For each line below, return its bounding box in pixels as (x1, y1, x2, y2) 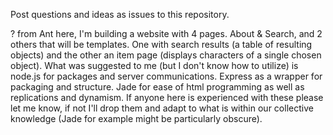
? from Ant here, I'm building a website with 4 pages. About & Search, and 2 (10, 28, 323, 39)
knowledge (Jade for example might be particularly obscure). (10, 113, 263, 124)
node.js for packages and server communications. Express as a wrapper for (10, 70, 323, 82)
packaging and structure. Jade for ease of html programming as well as (10, 81, 305, 93)
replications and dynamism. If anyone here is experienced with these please (10, 92, 324, 103)
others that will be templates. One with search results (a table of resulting (10, 39, 313, 50)
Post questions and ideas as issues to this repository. (10, 9, 230, 20)
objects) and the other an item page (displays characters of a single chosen (10, 49, 322, 61)
